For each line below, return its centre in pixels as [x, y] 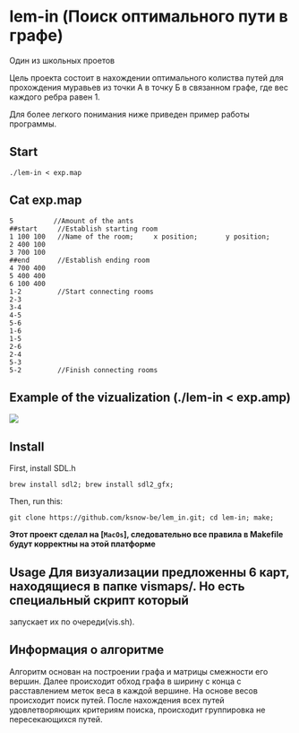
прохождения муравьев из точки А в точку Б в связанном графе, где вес [149, 87]
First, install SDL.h [43, 468]
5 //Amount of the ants [72, 221]
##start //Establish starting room [84, 229]
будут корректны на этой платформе [83, 544]
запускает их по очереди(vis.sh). [72, 622]
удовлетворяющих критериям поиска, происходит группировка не [137, 710]
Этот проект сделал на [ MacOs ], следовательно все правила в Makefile [146, 535]
